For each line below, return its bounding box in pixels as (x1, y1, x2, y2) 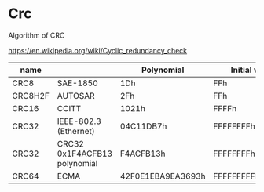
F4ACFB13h (119, 148, 167, 159)
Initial (230, 64, 252, 75)
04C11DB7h (119, 121, 167, 132)
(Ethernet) (57, 125, 96, 136)
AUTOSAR (57, 90, 96, 101)
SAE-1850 (57, 78, 98, 89)
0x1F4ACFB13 (57, 148, 112, 159)
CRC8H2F (12, 90, 49, 101)
